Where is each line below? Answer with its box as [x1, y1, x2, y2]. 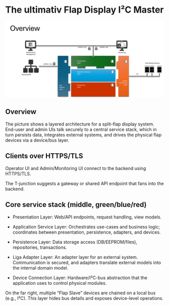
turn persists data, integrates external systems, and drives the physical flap [5, 132, 162, 138]
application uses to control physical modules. [12, 280, 107, 286]
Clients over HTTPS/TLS [5, 152, 83, 160]
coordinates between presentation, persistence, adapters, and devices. [12, 229, 161, 235]
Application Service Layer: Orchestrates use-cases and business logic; [12, 224, 160, 230]
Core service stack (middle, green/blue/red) [5, 200, 147, 209]
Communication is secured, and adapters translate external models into [12, 259, 161, 266]
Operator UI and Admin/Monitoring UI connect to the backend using [5, 165, 146, 171]
